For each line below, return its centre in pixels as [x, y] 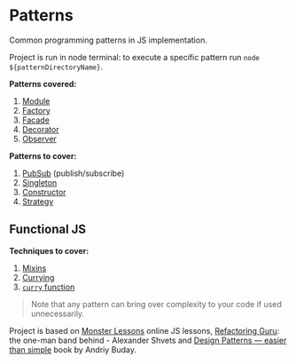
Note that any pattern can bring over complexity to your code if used [156, 304]
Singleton [39, 182]
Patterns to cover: [43, 155]
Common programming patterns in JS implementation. [109, 40]
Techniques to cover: [49, 250]
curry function [48, 287]
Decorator [40, 129]
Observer [39, 138]
